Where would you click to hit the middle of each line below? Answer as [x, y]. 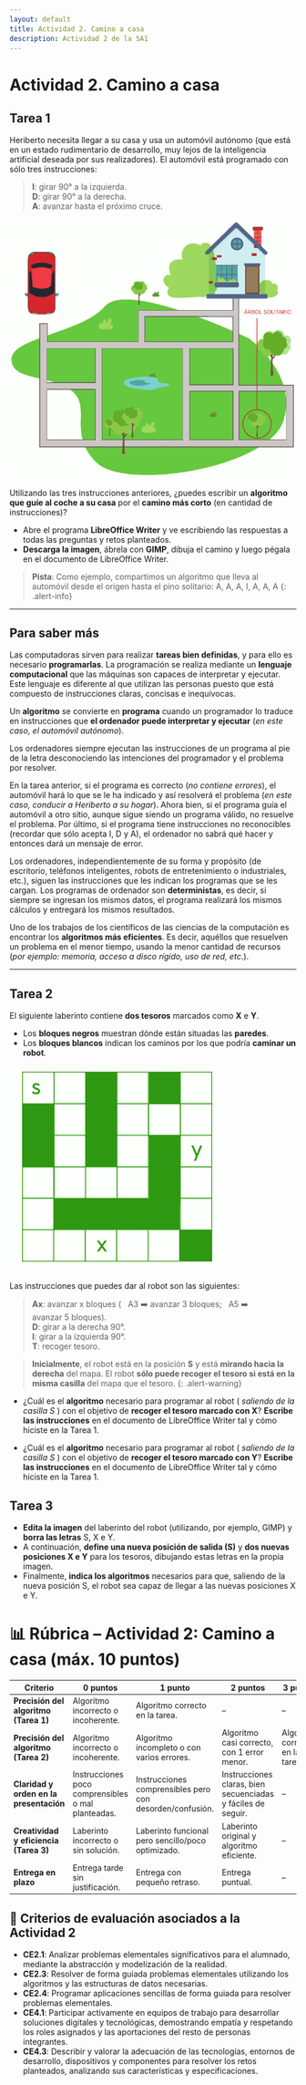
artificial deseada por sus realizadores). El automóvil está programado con [149, 160]
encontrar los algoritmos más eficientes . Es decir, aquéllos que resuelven [149, 937]
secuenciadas [248, 1794]
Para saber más [55, 633]
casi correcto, [248, 1743]
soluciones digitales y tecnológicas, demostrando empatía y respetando [158, 2023]
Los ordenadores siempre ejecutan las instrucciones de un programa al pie [150, 749]
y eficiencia [36, 1841]
